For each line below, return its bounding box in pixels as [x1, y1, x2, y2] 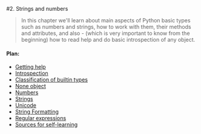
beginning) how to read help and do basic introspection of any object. [21, 36, 196, 43]
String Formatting [15, 108, 59, 115]
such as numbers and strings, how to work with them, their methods [21, 24, 192, 30]
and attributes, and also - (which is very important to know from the [21, 30, 190, 37]
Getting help [15, 63, 47, 71]
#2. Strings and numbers [6, 5, 68, 12]
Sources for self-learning [15, 121, 78, 129]
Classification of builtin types [15, 76, 88, 83]
